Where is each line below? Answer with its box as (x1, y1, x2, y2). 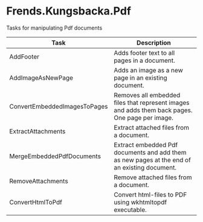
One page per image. (114, 113, 174, 122)
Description (137, 38, 171, 46)
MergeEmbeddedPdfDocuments (9, 152, 101, 160)
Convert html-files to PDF (114, 190, 187, 198)
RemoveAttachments (9, 177, 68, 185)
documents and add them (114, 148, 187, 156)
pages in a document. (114, 56, 175, 65)
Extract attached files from (114, 123, 189, 132)
